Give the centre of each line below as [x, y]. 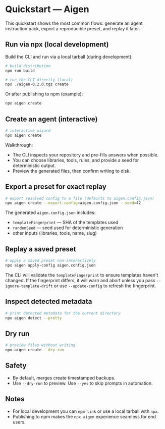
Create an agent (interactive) [51, 119]
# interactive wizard [28, 130]
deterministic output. [34, 166]
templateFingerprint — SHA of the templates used [65, 223]
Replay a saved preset [41, 249]
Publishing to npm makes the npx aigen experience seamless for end [84, 416]
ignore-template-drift [29, 286]
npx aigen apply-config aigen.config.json [50, 265]
